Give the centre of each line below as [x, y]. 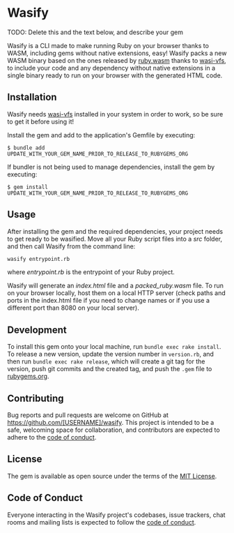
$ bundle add [26, 148]
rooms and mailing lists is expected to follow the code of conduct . [102, 522]
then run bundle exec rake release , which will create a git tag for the [106, 361]
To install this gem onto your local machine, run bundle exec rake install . [114, 347]
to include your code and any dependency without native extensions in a [111, 68]
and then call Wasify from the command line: [71, 246]
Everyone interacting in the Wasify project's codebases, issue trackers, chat [116, 515]
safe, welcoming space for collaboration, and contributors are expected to [114, 430]
